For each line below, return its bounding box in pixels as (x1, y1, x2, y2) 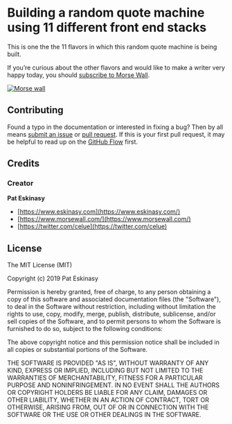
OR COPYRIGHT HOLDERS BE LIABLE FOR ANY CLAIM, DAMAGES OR (7, 389, 208, 397)
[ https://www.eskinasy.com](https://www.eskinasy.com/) (17, 207, 181, 216)
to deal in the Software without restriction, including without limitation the (7, 303, 216, 311)
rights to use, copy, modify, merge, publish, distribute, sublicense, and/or (7, 310, 216, 319)
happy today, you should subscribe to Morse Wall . (7, 71, 150, 79)
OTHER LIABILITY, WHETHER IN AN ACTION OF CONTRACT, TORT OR (7, 396, 209, 404)
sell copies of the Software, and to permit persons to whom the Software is (7, 317, 222, 325)
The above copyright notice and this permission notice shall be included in (7, 338, 220, 346)
